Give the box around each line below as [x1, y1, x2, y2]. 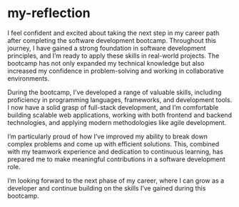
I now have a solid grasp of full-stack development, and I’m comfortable [7, 103, 219, 111]
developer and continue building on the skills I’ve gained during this [7, 183, 206, 192]
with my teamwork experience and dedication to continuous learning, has [7, 147, 223, 156]
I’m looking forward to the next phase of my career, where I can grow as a [7, 176, 225, 185]
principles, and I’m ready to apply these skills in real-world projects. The [7, 51, 220, 60]
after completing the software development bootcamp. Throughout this [7, 36, 216, 44]
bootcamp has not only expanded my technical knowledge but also [7, 59, 205, 67]
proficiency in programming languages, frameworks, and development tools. [7, 95, 233, 104]
